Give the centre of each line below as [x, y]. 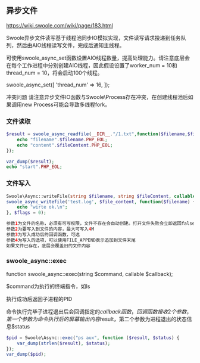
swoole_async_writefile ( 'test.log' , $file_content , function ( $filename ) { [101, 201]
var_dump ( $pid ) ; [26, 354]
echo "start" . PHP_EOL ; [34, 167]
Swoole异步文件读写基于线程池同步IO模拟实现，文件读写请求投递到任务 [93, 38]
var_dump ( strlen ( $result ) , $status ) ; [64, 343]
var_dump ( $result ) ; [30, 162]
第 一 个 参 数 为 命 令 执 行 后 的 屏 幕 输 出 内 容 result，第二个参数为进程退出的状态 [97, 319]
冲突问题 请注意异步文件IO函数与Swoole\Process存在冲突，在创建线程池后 [97, 97]
